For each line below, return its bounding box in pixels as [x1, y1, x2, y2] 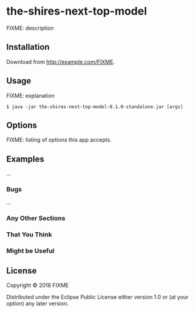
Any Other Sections [6, 214, 66, 222]
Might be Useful [6, 247, 55, 255]
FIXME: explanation [6, 92, 55, 99]
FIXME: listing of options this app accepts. [6, 136, 112, 143]
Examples [6, 154, 44, 164]
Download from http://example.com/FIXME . [6, 58, 115, 65]
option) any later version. [6, 300, 69, 308]
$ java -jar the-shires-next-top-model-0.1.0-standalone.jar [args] [6, 103, 183, 110]
